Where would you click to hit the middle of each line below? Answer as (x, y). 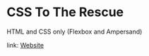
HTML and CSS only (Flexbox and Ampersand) (74, 31)
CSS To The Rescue (65, 12)
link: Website (25, 45)
